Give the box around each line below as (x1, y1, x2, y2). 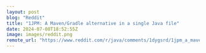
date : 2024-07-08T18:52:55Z (6, 26, 78, 32)
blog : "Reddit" (6, 15, 45, 21)
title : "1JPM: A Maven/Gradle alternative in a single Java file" (6, 20, 180, 26)
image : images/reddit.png (6, 32, 72, 38)
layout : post (6, 9, 40, 15)
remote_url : (6, 37, 37, 43)
